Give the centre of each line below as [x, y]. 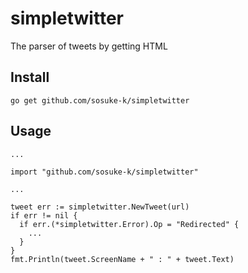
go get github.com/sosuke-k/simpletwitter [100, 100]
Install [30, 77]
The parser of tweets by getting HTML [89, 46]
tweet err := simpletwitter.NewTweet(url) [100, 207]
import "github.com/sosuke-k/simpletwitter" [104, 172]
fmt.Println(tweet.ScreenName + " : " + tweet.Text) [122, 259]
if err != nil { [44, 215]
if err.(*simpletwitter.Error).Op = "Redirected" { [129, 224]
